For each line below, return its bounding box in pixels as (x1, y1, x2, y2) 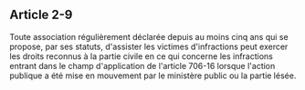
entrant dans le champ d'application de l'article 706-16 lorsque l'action (9, 60, 276, 71)
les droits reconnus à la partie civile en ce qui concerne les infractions (9, 50, 274, 62)
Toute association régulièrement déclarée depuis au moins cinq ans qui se (9, 31, 289, 42)
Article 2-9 (9, 7, 73, 23)
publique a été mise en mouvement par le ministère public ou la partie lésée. (9, 70, 297, 81)
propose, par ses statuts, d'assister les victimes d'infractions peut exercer (9, 41, 289, 52)
